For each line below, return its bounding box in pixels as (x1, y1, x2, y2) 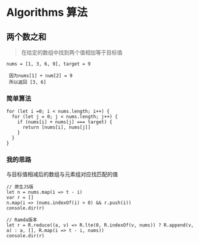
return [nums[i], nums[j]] (22, 124, 91, 130)
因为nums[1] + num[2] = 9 (8, 73, 73, 79)
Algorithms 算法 (6, 5, 88, 19)
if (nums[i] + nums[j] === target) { (17, 119, 113, 125)
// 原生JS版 (6, 183, 34, 190)
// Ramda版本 (6, 217, 38, 223)
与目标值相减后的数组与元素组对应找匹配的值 (6, 171, 118, 178)
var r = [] (6, 194, 34, 200)
